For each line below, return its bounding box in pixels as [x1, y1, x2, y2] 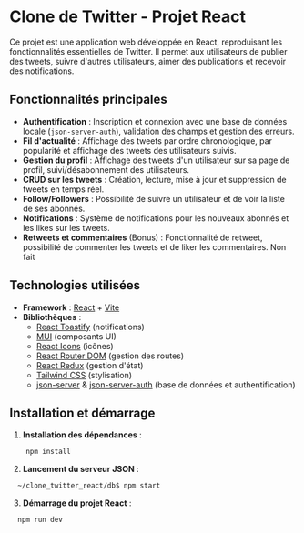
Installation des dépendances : [22, 429, 143, 440]
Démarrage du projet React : [22, 498, 132, 508]
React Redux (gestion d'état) [35, 359, 144, 370]
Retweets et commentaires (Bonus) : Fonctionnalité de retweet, [22, 232, 263, 243]
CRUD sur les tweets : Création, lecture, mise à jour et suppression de [22, 174, 287, 185]
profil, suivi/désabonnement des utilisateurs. [22, 164, 189, 175]
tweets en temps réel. [22, 184, 105, 195]
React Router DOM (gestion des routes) [35, 350, 185, 361]
